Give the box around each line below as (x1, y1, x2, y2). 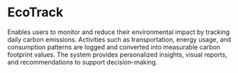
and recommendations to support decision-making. (7, 57, 158, 66)
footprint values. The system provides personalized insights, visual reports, (7, 50, 227, 59)
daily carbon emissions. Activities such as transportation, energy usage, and (7, 35, 232, 43)
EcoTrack (7, 4, 64, 21)
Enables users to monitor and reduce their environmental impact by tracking (7, 28, 230, 36)
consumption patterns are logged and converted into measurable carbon (7, 43, 221, 51)
